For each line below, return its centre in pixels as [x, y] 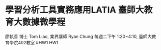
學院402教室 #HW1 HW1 [34, 42]
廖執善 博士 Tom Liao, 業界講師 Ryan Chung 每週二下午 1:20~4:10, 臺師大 [79, 36]
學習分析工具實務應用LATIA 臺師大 [75, 10]
